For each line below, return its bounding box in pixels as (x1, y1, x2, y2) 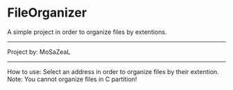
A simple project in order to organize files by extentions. (7, 28, 167, 36)
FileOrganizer (7, 5, 87, 21)
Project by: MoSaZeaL (7, 47, 71, 56)
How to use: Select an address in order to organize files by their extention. (7, 67, 220, 75)
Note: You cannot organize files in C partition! (7, 75, 137, 83)
